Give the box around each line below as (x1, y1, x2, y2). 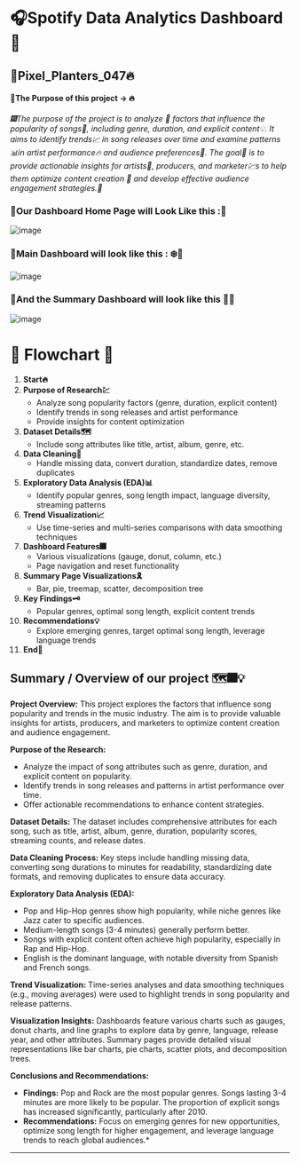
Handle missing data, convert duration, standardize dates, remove (35, 457, 278, 468)
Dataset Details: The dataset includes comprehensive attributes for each (10, 817, 278, 827)
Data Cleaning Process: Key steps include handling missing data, (10, 852, 250, 863)
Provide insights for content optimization (35, 415, 185, 427)
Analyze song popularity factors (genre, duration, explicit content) (35, 397, 278, 407)
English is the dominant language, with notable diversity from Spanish (22, 953, 279, 964)
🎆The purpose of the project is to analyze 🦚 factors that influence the (10, 113, 265, 123)
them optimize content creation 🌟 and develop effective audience (10, 173, 249, 184)
